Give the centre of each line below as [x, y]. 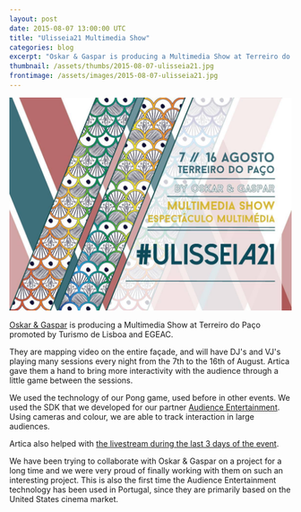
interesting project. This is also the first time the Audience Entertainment [143, 480]
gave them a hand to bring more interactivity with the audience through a [144, 370]
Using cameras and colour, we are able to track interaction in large [132, 416]
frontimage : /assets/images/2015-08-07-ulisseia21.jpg [114, 76]
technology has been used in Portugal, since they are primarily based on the [150, 490]
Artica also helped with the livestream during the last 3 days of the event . [144, 443]
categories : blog [42, 48]
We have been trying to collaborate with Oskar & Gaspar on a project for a [146, 461]
